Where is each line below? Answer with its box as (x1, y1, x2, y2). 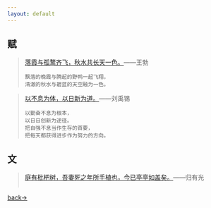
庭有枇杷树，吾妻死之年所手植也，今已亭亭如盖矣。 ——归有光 (24, 173, 205, 182)
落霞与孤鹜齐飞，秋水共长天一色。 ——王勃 (24, 58, 149, 67)
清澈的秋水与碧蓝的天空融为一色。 (24, 81, 109, 88)
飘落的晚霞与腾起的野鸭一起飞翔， (24, 73, 109, 81)
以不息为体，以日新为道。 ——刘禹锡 (24, 94, 131, 103)
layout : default (7, 10, 55, 18)
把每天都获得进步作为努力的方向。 (24, 132, 109, 140)
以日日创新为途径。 (24, 117, 73, 124)
